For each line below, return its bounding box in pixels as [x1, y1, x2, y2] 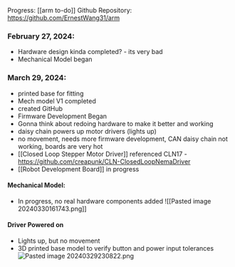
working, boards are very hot [17, 142, 103, 150]
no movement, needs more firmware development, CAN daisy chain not [17, 135, 228, 143]
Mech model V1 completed [17, 96, 96, 105]
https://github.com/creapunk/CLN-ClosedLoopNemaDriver [17, 157, 191, 166]
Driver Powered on [7, 221, 64, 229]
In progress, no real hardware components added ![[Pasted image [17, 197, 211, 205]
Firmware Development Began [17, 112, 108, 120]
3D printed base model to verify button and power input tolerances [17, 244, 214, 252]
